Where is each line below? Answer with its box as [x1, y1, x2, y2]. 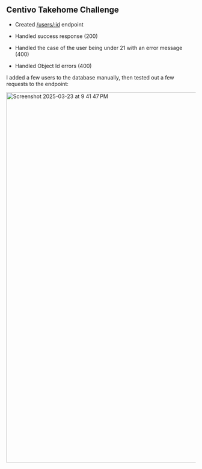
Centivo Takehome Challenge [6, 5, 119, 15]
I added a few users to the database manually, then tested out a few [6, 73, 174, 81]
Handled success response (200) [14, 33, 98, 40]
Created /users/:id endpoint [14, 20, 84, 28]
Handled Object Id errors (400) [14, 62, 92, 69]
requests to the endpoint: [6, 80, 69, 87]
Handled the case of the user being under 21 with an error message [14, 44, 183, 51]
